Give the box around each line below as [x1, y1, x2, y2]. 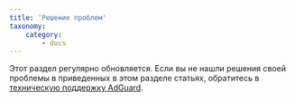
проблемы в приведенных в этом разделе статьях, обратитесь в [9, 73, 260, 84]
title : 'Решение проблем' [9, 13, 106, 23]
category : [25, 30, 63, 39]
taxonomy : [9, 22, 47, 31]
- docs [41, 38, 67, 48]
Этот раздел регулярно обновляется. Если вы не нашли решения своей [9, 63, 287, 74]
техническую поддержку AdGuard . [9, 82, 143, 93]
